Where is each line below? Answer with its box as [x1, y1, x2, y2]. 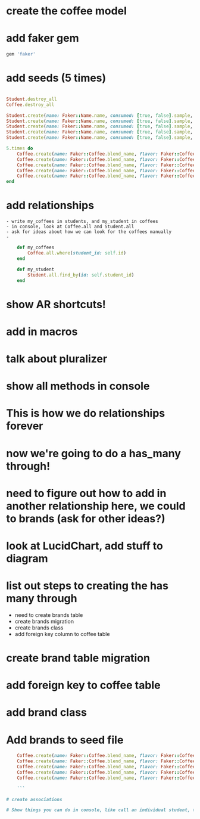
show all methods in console [6, 380, 150, 393]
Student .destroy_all [6, 96, 58, 102]
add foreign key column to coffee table [14, 630, 110, 637]
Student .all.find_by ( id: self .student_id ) [27, 272, 135, 278]
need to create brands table [14, 611, 83, 618]
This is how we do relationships [6, 407, 165, 420]
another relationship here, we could [6, 499, 186, 513]
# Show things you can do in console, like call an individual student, [6, 807, 190, 813]
